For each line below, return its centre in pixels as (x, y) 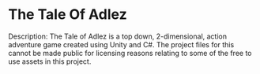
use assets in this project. (50, 61)
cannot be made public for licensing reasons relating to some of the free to (130, 53)
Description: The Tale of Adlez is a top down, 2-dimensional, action (118, 36)
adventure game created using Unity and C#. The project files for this (121, 44)
